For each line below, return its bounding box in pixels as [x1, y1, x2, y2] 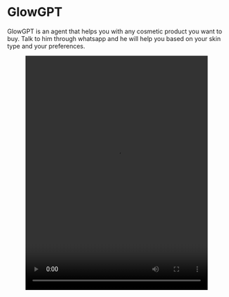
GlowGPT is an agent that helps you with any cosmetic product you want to [7, 27, 223, 35]
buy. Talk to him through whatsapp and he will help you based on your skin [7, 34, 221, 42]
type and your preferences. [7, 42, 85, 50]
